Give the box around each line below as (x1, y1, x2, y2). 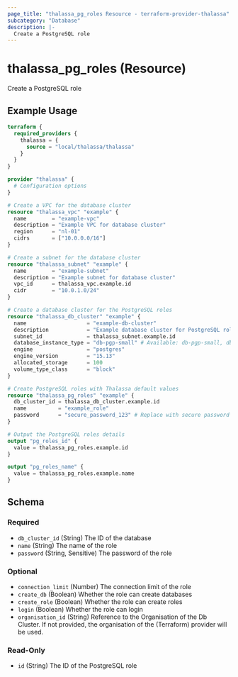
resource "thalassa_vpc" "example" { (7, 208, 119, 216)
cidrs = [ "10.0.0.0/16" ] (13, 235, 106, 242)
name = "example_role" (13, 405, 110, 412)
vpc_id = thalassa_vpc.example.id (13, 281, 132, 288)
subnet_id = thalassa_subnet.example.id (13, 332, 176, 340)
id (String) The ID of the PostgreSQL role (17, 661, 137, 670)
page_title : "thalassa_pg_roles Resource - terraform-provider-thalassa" (7, 10, 230, 18)
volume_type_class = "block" (13, 366, 115, 373)
